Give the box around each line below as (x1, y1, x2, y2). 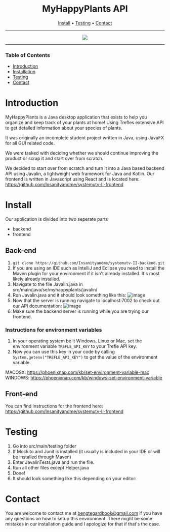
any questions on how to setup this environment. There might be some (5, 515, 153, 521)
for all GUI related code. (5, 140, 55, 146)
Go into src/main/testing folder (12, 443, 77, 449)
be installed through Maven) (12, 454, 72, 460)
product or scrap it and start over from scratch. (5, 156, 104, 162)
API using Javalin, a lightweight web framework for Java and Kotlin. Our (5, 171, 155, 177)
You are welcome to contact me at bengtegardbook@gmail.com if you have (5, 510, 163, 516)
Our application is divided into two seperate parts (5, 216, 108, 222)
